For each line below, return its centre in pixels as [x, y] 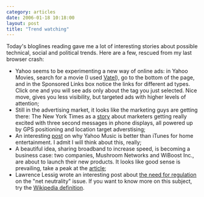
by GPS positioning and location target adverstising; [80, 129]
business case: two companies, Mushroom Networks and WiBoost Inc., [104, 156]
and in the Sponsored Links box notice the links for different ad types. [103, 84]
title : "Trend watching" [38, 29]
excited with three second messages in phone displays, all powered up [104, 123]
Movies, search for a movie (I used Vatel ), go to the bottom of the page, [105, 77]
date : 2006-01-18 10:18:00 [40, 18]
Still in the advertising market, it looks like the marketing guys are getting [106, 110]
